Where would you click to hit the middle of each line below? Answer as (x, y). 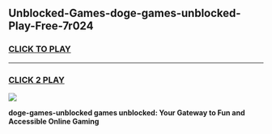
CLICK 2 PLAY (36, 80)
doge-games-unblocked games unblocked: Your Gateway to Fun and (127, 112)
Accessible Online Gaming (54, 121)
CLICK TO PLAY (40, 50)
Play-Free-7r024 (51, 26)
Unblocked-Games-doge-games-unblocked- (125, 13)
